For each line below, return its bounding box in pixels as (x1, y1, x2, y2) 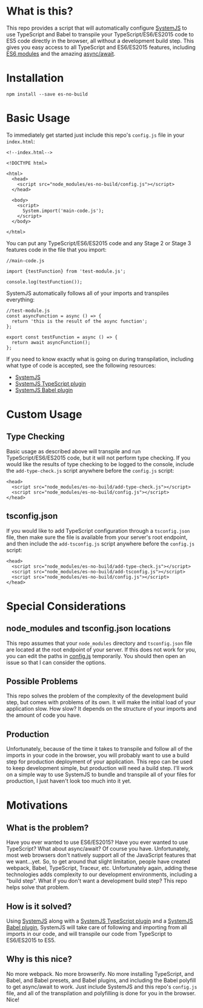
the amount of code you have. (6, 711, 82, 719)
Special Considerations (6, 599, 126, 613)
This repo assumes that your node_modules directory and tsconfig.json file (6, 639, 193, 647)
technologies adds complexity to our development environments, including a (6, 871, 198, 878)
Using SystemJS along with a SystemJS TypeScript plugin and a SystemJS (6, 917, 193, 924)
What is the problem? (6, 822, 89, 833)
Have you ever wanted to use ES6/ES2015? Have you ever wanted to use (6, 838, 188, 846)
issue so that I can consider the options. (6, 659, 106, 666)
